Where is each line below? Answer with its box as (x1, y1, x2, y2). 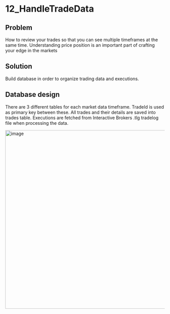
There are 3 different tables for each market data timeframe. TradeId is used (5, 103, 164, 110)
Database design (5, 90, 60, 99)
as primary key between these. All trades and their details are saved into (5, 109, 156, 115)
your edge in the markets (5, 48, 58, 53)
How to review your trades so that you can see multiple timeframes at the (5, 37, 158, 43)
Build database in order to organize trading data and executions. (5, 76, 139, 82)
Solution (5, 62, 32, 71)
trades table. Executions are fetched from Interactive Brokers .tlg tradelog (5, 115, 159, 121)
